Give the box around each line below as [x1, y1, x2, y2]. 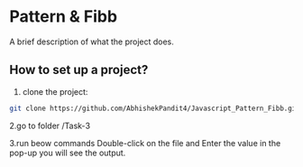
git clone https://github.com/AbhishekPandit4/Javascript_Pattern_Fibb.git [9, 104, 300, 113]
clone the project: [22, 86, 88, 97]
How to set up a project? [9, 62, 149, 78]
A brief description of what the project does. [9, 36, 174, 47]
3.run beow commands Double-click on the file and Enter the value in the [9, 137, 281, 148]
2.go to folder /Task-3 [9, 120, 91, 131]
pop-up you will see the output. [9, 147, 126, 158]
